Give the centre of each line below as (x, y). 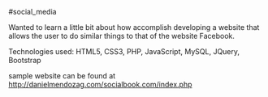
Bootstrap (25, 60)
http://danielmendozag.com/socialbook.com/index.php (100, 84)
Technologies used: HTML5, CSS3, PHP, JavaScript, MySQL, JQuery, (124, 51)
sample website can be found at (62, 76)
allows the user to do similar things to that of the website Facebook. (122, 36)
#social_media (32, 12)
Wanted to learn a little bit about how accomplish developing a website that (134, 27)
